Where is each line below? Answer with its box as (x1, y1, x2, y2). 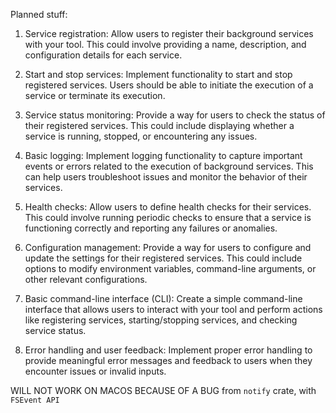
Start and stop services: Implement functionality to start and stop (24, 69, 293, 80)
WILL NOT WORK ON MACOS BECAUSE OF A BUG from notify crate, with (10, 385, 317, 396)
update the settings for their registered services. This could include (24, 252, 303, 264)
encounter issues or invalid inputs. (24, 365, 167, 377)
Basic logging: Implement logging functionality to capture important (24, 150, 303, 161)
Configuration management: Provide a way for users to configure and (24, 242, 312, 253)
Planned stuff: (10, 9, 68, 20)
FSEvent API (10, 395, 60, 405)
